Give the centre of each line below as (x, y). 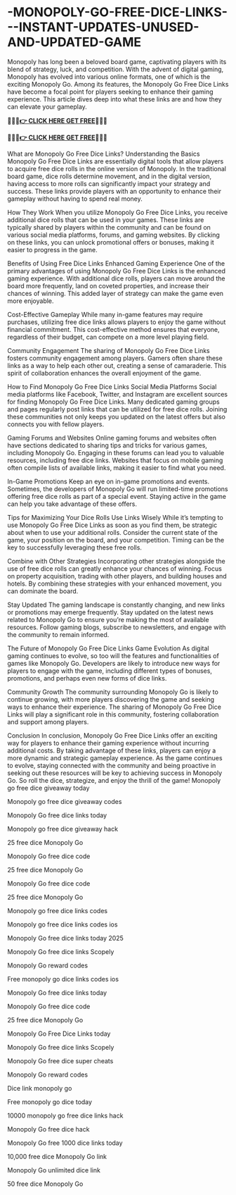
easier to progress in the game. (53, 249)
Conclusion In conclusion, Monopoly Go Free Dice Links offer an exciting (112, 735)
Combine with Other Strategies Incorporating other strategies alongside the (117, 561)
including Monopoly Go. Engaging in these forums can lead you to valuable (116, 452)
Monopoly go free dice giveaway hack (63, 829)
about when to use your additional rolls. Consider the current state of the (112, 532)
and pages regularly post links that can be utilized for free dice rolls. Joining (117, 409)
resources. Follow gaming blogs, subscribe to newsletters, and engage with (117, 627)
